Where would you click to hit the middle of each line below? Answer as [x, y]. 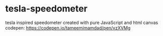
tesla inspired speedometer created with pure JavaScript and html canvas [82, 22]
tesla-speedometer [47, 9]
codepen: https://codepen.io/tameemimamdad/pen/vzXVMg [68, 27]
